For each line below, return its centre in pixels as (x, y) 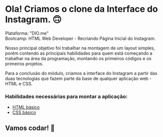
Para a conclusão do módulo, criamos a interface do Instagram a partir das (81, 73)
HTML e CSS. (19, 84)
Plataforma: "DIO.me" (27, 33)
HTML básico (26, 107)
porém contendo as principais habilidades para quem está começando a (79, 53)
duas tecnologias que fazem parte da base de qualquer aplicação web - (78, 78)
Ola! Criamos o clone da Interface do (81, 9)
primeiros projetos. (24, 64)
